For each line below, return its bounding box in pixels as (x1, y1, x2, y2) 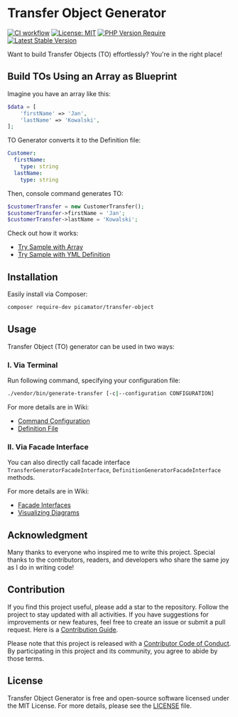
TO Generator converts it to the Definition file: (7, 136, 141, 145)
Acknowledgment (7, 529, 88, 541)
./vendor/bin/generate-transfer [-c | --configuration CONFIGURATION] (7, 390, 215, 397)
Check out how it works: (7, 229, 79, 238)
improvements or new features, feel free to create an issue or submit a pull (7, 617, 226, 626)
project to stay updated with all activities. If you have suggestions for (7, 610, 210, 619)
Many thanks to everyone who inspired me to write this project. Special (7, 548, 215, 557)
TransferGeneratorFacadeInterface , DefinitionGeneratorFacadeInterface (7, 466, 222, 474)
